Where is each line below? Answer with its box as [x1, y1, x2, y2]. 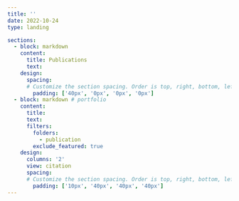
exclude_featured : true [33, 143, 103, 150]
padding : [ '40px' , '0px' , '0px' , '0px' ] [33, 90, 154, 97]
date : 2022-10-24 [7, 17, 59, 24]
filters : [26, 123, 53, 130]
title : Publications [26, 56, 87, 64]
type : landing [7, 24, 50, 31]
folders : [33, 129, 59, 136]
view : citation [26, 163, 72, 170]
